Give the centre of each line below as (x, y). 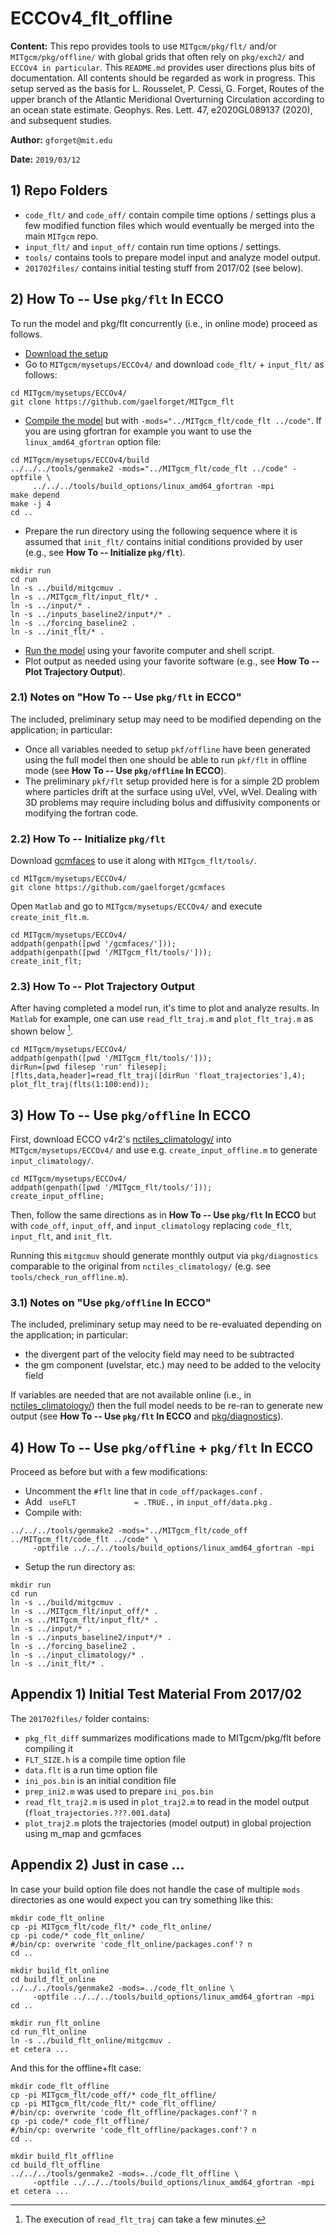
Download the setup (66, 353)
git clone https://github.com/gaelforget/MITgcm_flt (122, 402)
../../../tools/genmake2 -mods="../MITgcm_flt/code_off (129, 1531)
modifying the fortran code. (81, 813)
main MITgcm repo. (61, 236)
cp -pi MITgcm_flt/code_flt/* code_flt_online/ (111, 1927)
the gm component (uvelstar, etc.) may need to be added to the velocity (173, 1365)
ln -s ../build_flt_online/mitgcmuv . (91, 2040)
